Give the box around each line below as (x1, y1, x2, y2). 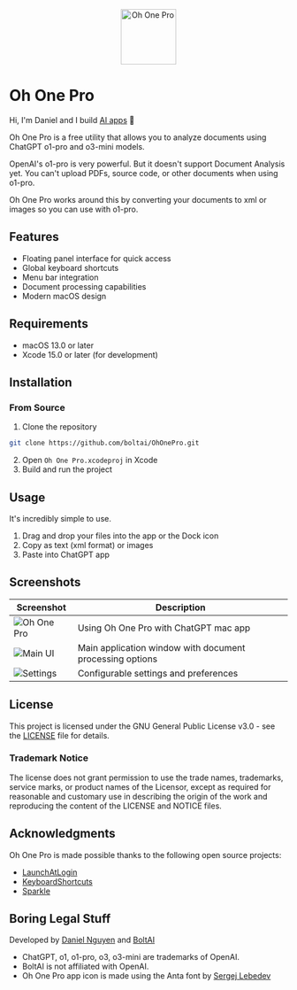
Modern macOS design (21, 290, 107, 301)
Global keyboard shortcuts (21, 262, 119, 273)
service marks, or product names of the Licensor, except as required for (9, 781, 271, 792)
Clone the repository (21, 422, 97, 432)
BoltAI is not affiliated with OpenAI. (21, 961, 149, 972)
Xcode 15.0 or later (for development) (21, 349, 159, 360)
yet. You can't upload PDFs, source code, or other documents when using (9, 167, 278, 178)
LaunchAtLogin (21, 867, 78, 878)
